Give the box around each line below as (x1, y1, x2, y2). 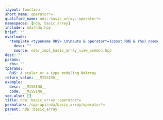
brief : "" (5, 30, 25, 35)
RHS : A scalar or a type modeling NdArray (9, 71, 97, 76)
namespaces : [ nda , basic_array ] (5, 20, 70, 26)
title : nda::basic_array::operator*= (5, 98, 81, 103)
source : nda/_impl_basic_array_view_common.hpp (14, 48, 112, 53)
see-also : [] (5, 93, 32, 98)
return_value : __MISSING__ (5, 75, 60, 80)
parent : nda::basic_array (5, 107, 57, 112)
